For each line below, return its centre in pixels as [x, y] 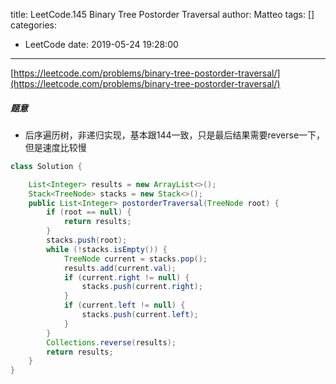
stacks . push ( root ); [87, 240]
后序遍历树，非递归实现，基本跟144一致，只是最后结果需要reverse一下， [175, 135]
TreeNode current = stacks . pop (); [135, 259]
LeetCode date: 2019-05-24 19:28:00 [101, 44]
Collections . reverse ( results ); [111, 342]
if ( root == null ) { [89, 212]
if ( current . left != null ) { [124, 305]
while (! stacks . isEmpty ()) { [107, 249]
